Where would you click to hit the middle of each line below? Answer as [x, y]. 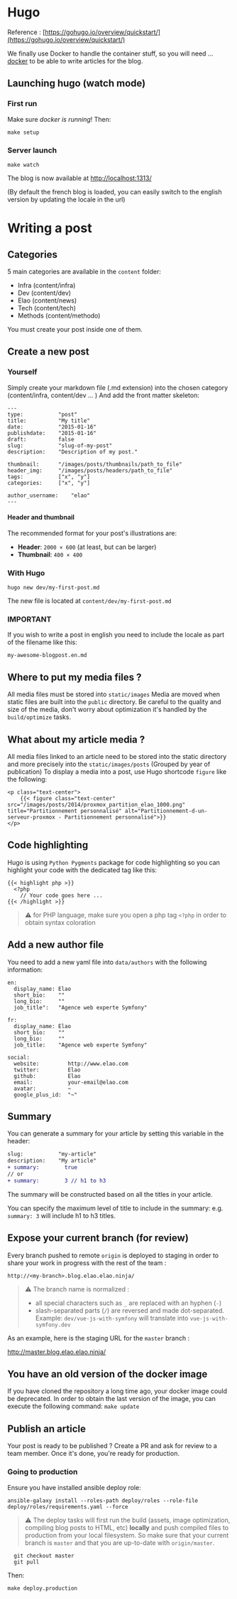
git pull [27, 1562]
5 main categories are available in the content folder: [84, 271]
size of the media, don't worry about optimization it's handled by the [107, 710]
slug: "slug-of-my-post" [60, 446]
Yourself [22, 372]
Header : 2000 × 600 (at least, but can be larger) [87, 547]
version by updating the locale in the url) [66, 199]
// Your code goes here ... [61, 895]
